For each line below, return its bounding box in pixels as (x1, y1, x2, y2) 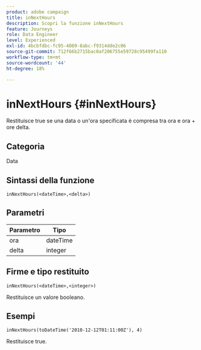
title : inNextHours (6, 15, 56, 21)
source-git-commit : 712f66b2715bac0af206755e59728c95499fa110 (6, 49, 167, 55)
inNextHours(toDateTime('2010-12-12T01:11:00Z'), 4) (6, 327, 143, 334)
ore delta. (6, 124, 30, 131)
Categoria (6, 141, 45, 152)
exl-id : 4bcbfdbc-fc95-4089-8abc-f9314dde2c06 (6, 43, 126, 49)
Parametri (6, 208, 44, 218)
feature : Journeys (6, 26, 53, 32)
